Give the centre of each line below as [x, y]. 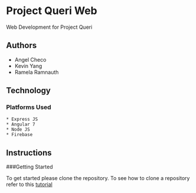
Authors [21, 45]
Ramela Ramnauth [36, 72]
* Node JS [18, 130]
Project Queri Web [52, 11]
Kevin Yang [28, 66]
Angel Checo [30, 59]
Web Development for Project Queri [49, 27]
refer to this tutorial [29, 184]
